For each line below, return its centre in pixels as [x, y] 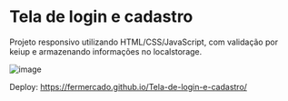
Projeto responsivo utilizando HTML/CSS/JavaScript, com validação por [144, 42]
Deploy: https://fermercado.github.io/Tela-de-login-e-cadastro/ [129, 86]
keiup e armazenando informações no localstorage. [106, 51]
